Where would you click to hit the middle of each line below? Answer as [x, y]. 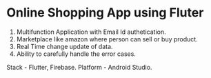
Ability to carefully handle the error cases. [76, 54]
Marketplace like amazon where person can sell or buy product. [107, 39]
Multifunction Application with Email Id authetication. [91, 32]
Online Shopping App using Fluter [105, 13]
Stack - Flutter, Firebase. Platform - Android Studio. [79, 67]
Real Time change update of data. [64, 46]
